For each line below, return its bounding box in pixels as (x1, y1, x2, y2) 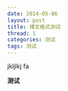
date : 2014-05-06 (7, 10, 58, 17)
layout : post (7, 17, 46, 24)
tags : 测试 (7, 43, 37, 50)
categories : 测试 (7, 36, 56, 43)
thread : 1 (7, 29, 36, 37)
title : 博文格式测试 (7, 23, 61, 30)
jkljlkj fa (7, 62, 29, 70)
